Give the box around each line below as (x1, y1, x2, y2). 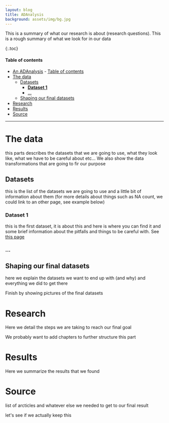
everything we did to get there (5, 280, 68, 286)
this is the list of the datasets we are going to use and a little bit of (5, 188, 142, 194)
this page (5, 234, 25, 240)
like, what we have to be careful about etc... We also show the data (5, 155, 144, 161)
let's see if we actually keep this (5, 412, 72, 418)
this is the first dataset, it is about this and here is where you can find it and (5, 223, 161, 229)
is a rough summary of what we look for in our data (5, 36, 111, 42)
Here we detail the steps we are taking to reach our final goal (5, 325, 132, 331)
